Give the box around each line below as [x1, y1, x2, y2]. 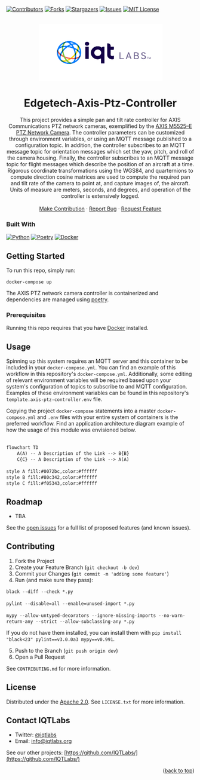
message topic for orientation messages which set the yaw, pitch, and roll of [6, 148, 195, 155]
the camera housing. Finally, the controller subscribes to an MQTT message [7, 154, 194, 161]
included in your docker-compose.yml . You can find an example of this [6, 364, 176, 371]
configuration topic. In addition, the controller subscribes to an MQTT [15, 141, 186, 149]
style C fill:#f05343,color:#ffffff [6, 481, 97, 487]
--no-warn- [158, 613, 186, 619]
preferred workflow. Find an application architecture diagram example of [6, 420, 184, 427]
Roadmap [6, 497, 43, 507]
